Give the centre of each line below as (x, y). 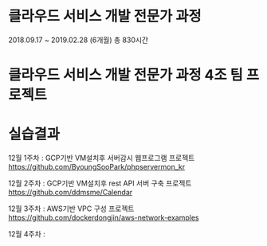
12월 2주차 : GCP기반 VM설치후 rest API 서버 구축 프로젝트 (100, 183)
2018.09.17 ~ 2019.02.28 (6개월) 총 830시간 (79, 40)
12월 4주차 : (27, 234)
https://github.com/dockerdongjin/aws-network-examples (104, 218)
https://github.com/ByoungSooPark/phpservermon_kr (97, 167)
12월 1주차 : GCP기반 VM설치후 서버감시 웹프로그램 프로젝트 (102, 158)
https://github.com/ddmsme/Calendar (71, 193)
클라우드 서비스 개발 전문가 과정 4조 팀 (126, 75)
